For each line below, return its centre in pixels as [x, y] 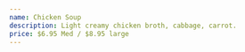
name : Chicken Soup [45, 17]
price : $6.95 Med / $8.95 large [69, 33]
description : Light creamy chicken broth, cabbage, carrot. [123, 26]
